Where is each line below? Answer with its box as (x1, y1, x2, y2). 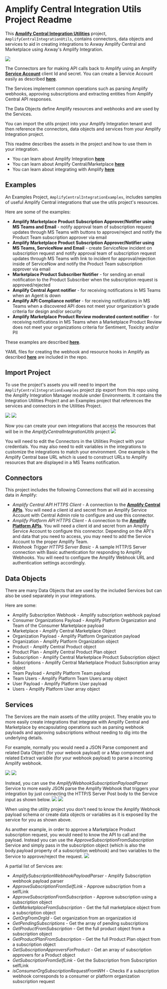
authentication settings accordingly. (12, 560, 86, 566)
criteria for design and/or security (12, 308, 82, 314)
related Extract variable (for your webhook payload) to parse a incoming (5, 755, 153, 761)
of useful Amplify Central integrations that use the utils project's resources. (5, 199, 159, 205)
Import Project (5, 368, 51, 377)
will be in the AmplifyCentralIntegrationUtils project (5, 429, 110, 435)
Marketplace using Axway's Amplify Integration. (5, 46, 103, 52)
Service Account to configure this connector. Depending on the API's (12, 528, 154, 534)
